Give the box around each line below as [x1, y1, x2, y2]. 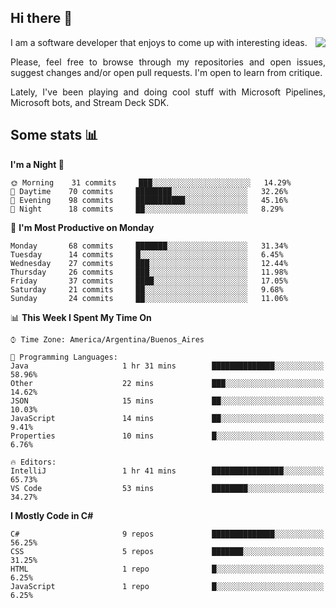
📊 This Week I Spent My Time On [10, 311, 152, 323]
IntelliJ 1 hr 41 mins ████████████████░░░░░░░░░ [10, 466, 325, 476]
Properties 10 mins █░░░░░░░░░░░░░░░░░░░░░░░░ [10, 431, 325, 441]
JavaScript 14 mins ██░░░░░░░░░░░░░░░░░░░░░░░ [10, 413, 325, 423]
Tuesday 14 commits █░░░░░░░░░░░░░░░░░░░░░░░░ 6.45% [10, 249, 284, 260]
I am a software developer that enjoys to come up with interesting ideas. [10, 36, 308, 48]
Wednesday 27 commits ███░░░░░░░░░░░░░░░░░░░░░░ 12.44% [10, 258, 288, 268]
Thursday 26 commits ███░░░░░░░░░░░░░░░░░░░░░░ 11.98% [10, 267, 288, 277]
